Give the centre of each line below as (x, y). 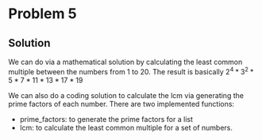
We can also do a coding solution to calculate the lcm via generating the (126, 95)
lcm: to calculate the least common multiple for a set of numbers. (126, 127)
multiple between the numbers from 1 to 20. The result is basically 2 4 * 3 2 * (131, 71)
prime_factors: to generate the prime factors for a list (106, 119)
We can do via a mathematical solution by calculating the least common (125, 62)
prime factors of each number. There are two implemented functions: (121, 104)
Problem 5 (42, 14)
